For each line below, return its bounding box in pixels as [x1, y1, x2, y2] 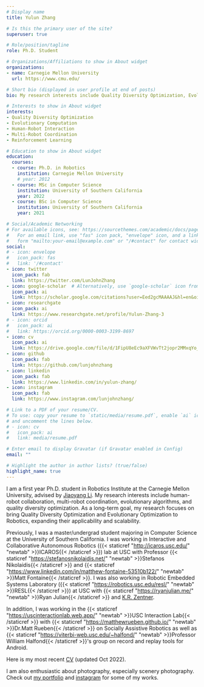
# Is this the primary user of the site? [6, 25, 113, 32]
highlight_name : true [6, 468, 61, 474]
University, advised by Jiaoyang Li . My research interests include [6, 491, 169, 498]
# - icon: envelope [6, 249, 56, 256]
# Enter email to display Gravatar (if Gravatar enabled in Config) [6, 446, 183, 452]
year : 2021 [17, 210, 45, 216]
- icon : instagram [6, 385, 53, 391]
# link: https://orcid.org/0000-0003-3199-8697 [6, 328, 135, 334]
